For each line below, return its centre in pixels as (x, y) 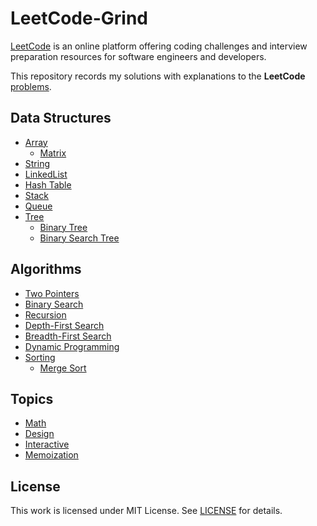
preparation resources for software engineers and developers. (138, 56)
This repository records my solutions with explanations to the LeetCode (158, 76)
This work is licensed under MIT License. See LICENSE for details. (146, 511)
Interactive (47, 444)
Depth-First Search (64, 325)
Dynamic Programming (72, 346)
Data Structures (61, 118)
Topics (32, 398)
